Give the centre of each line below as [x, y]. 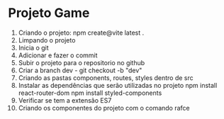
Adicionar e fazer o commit [58, 55]
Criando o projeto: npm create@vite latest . [81, 33]
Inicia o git [33, 47]
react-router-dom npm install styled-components [90, 93]
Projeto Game [49, 13]
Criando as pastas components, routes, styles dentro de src [106, 78]
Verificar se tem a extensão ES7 [65, 100]
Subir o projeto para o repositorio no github [82, 62]
